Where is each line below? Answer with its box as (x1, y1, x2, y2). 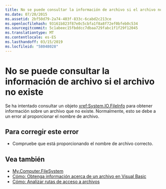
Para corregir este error (5, 127, 79, 136)
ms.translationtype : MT (5, 30, 54, 35)
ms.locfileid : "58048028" (5, 44, 58, 49)
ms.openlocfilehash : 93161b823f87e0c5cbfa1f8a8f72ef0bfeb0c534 (5, 21, 138, 26)
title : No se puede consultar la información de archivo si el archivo (5, 7, 156, 12)
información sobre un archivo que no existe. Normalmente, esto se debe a (5, 108, 156, 114)
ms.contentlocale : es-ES (5, 35, 56, 40)
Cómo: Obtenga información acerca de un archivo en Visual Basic (12, 174, 147, 180)
